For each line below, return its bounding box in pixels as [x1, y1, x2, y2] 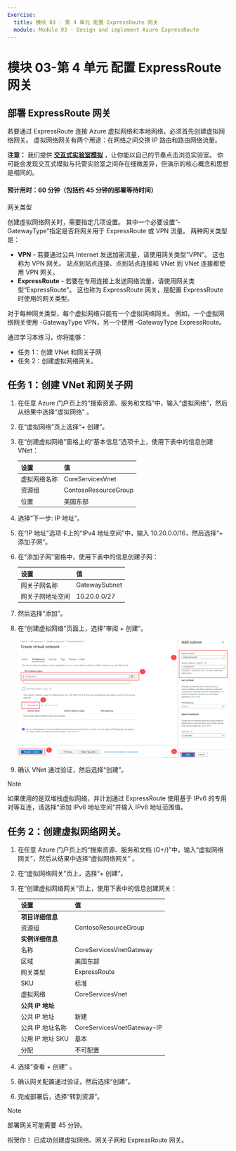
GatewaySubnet [76, 580, 123, 590]
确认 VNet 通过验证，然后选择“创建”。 [17, 766, 128, 774]
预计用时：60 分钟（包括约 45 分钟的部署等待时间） [7, 186, 157, 194]
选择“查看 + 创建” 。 [17, 1062, 76, 1071]
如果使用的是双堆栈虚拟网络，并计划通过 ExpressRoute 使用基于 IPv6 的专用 [7, 794, 227, 802]
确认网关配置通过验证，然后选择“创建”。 [17, 1077, 135, 1086]
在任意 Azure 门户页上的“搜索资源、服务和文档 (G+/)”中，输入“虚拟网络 [17, 845, 223, 854]
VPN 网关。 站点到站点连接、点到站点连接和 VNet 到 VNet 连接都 [31, 259, 220, 267]
